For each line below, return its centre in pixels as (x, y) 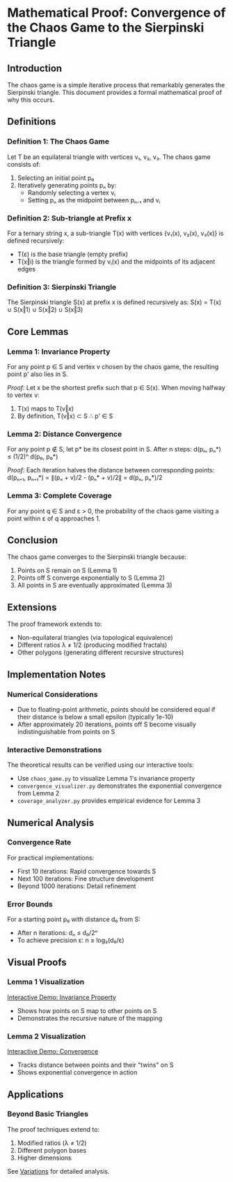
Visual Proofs (37, 962)
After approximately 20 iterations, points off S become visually (107, 724)
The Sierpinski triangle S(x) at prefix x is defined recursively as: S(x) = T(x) (114, 302)
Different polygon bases (52, 1150)
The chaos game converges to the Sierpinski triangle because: (97, 557)
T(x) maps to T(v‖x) (46, 408)
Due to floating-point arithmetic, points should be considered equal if (116, 709)
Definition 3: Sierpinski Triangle (62, 287)
